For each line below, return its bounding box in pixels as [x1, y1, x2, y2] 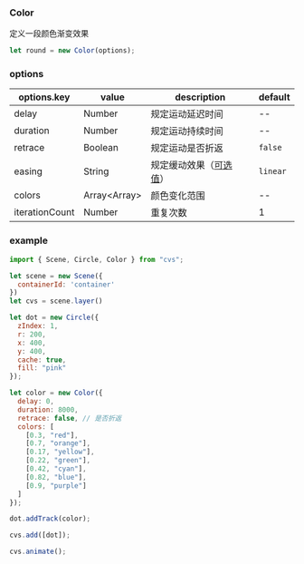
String [82, 165, 109, 178]
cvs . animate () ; [9, 547, 67, 557]
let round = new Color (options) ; [9, 46, 136, 55]
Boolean [82, 141, 119, 154]
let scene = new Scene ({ [9, 271, 103, 280]
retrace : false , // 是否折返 [17, 413, 122, 423]
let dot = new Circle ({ [9, 313, 100, 323]
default [258, 91, 290, 103]
